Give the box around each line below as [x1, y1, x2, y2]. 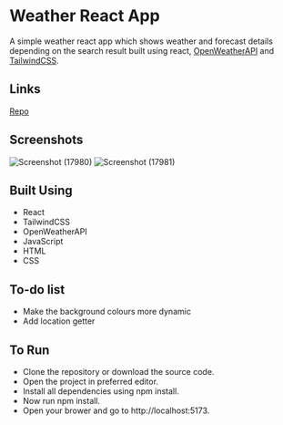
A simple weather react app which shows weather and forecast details [9, 36, 273, 47]
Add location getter [22, 316, 96, 327]
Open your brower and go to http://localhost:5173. [22, 405, 210, 416]
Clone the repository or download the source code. [22, 367, 215, 377]
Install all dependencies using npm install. [22, 386, 179, 397]
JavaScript [22, 236, 64, 247]
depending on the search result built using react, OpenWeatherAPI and [9, 45, 275, 56]
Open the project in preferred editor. [22, 376, 159, 387]
